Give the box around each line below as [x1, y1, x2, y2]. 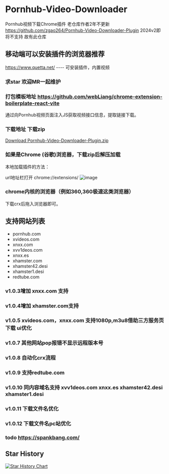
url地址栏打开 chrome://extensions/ [5, 174, 79, 180]
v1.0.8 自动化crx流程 [5, 354, 56, 362]
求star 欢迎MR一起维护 [5, 78, 61, 85]
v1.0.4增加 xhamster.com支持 [5, 302, 79, 309]
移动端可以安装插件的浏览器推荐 [5, 50, 105, 59]
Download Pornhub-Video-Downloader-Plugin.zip [5, 138, 108, 144]
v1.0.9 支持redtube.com [5, 369, 65, 376]
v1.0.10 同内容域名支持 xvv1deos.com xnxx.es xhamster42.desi [5, 384, 163, 391]
